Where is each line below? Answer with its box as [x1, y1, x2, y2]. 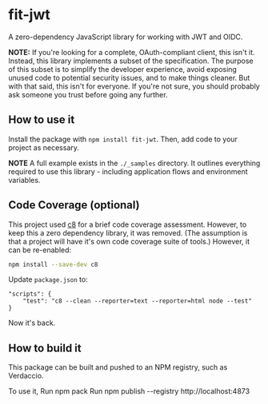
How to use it [8, 113, 75, 127]
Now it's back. [8, 318, 56, 328]
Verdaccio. [8, 371, 44, 381]
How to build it [8, 341, 82, 354]
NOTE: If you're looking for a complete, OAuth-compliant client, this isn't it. [8, 47, 255, 57]
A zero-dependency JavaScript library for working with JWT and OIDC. [8, 32, 243, 42]
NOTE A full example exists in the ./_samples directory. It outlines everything [8, 158, 261, 168]
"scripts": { [8, 290, 52, 299]
